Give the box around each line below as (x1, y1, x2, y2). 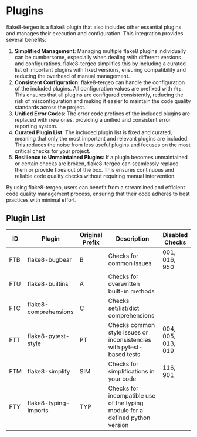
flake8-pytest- (27, 332, 70, 340)
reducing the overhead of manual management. (14, 72, 130, 79)
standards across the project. (14, 104, 86, 111)
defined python (108, 413, 151, 422)
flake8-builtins (27, 279, 69, 288)
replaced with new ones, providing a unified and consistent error (14, 116, 171, 123)
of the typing (108, 399, 144, 407)
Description (116, 234, 150, 242)
